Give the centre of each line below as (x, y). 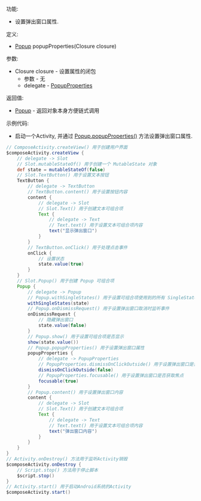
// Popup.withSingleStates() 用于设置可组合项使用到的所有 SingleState (112, 297)
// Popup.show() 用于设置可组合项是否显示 (76, 336)
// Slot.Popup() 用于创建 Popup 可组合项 (66, 281)
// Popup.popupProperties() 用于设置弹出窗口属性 (86, 348)
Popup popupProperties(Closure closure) (66, 46)
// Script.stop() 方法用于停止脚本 (58, 470)
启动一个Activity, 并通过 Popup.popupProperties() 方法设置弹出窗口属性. (104, 136)
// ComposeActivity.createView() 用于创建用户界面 (67, 147)
